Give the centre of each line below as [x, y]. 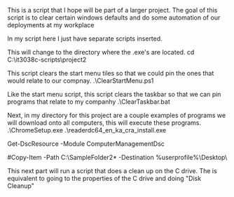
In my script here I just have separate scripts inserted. [85, 39]
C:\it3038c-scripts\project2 [47, 60]
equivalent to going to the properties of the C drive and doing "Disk [104, 178]
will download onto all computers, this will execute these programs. [104, 123]
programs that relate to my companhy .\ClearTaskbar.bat [89, 102]
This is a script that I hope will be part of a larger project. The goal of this [112, 10]
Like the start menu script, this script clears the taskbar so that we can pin [114, 94]
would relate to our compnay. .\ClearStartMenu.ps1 [81, 81]
